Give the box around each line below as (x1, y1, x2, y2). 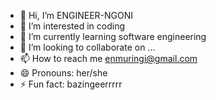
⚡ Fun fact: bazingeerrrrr (19, 78, 123, 90)
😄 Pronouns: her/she (19, 67, 108, 79)
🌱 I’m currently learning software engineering (19, 31, 207, 42)
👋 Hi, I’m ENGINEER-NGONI (19, 10, 134, 21)
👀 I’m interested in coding (19, 20, 126, 32)
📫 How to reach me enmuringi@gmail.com (19, 53, 198, 64)
